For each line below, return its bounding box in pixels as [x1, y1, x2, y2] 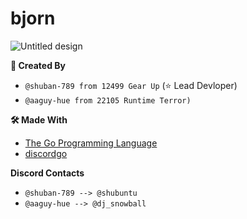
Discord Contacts [10, 167, 85, 179]
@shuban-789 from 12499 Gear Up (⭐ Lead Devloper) [24, 79, 238, 91]
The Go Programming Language [24, 137, 158, 149]
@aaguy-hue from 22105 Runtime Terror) [24, 95, 192, 106]
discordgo [24, 147, 68, 159]
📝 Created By [10, 59, 66, 71]
